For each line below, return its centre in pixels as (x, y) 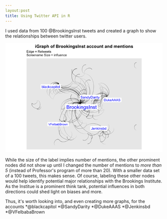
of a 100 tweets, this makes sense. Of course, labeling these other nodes (80, 176)
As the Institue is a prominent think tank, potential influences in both (75, 187)
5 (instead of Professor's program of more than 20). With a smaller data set (83, 171)
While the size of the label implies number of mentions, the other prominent (83, 160)
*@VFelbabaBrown (25, 212)
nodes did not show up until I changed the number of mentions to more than (83, 165)
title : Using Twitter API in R (38, 16)
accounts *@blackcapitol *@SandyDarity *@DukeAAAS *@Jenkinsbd (78, 207)
